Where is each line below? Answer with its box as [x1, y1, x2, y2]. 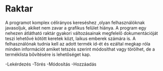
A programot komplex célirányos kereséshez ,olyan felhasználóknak [5, 19, 145, 25]
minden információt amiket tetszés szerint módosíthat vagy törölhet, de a [5, 46, 156, 52]
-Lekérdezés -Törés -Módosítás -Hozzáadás [5, 61, 97, 67]
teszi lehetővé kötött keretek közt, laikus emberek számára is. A [5, 35, 136, 41]
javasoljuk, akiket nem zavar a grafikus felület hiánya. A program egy [5, 24, 147, 30]
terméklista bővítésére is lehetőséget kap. [5, 51, 91, 57]
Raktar [5, 3, 33, 14]
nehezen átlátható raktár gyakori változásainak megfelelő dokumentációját [5, 30, 158, 36]
